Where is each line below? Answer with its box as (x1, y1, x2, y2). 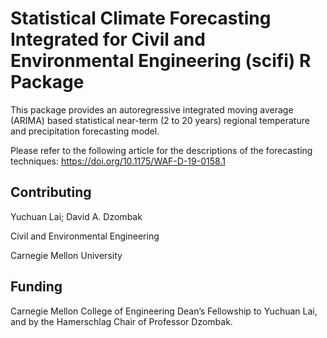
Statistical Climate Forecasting (10, 7, 272, 30)
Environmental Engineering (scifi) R (10, 50, 312, 72)
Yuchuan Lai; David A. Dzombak (10, 210, 143, 222)
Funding (10, 278, 63, 296)
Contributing (10, 184, 92, 201)
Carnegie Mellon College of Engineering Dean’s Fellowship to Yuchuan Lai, (10, 305, 318, 317)
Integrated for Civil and (10, 28, 206, 51)
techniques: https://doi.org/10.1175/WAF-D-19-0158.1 (10, 155, 226, 167)
